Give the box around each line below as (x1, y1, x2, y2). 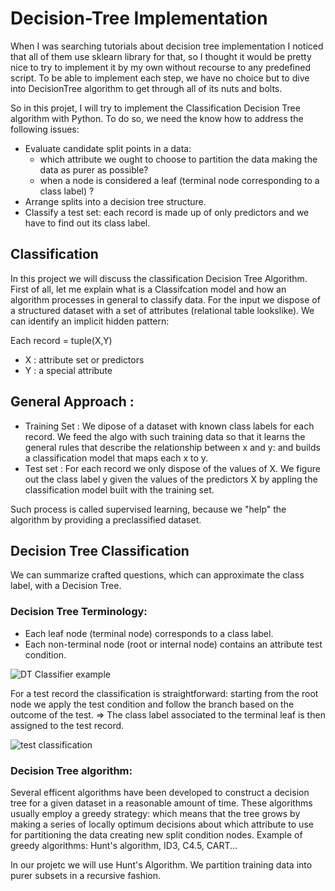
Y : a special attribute (24, 364, 113, 376)
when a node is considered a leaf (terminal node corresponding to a (39, 174, 320, 186)
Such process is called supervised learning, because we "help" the (10, 503, 287, 515)
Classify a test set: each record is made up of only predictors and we (24, 206, 310, 218)
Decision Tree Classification (10, 542, 190, 559)
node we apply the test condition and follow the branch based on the (10, 698, 295, 710)
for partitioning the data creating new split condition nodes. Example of (10, 828, 303, 841)
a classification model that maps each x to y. (24, 452, 209, 464)
